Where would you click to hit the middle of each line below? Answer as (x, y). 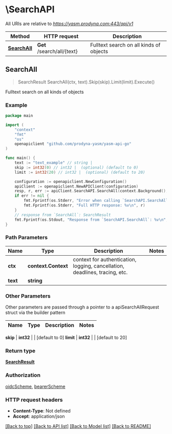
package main (19, 116)
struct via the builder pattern (35, 313)
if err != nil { (32, 196)
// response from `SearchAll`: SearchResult (63, 215)
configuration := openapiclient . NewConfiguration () (71, 181)
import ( (15, 125)
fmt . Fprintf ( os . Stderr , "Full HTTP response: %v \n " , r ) (84, 205)
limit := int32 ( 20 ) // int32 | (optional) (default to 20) (80, 172)
